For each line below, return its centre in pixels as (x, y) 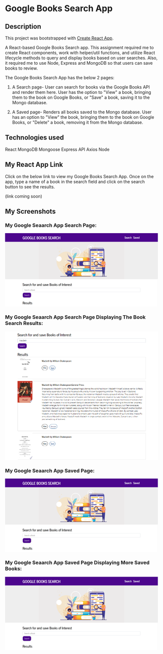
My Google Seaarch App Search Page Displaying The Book (75, 317)
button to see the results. (30, 187)
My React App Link (34, 165)
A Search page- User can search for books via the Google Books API (81, 87)
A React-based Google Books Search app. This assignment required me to (80, 47)
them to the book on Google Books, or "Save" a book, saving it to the (81, 97)
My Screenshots (30, 211)
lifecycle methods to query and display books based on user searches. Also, (81, 58)
